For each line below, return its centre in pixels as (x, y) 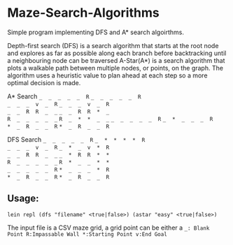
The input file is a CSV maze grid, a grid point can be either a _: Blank (108, 228)
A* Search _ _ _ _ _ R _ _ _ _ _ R (74, 96)
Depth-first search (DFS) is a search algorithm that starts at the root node (113, 45)
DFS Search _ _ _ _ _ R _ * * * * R (76, 139)
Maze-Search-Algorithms (83, 13)
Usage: (23, 199)
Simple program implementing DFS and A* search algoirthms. (96, 32)
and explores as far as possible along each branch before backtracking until (117, 53)
